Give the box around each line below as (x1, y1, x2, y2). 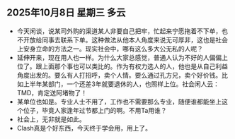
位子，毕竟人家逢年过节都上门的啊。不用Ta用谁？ (23, 106, 167, 114)
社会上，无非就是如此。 (16, 115, 86, 123)
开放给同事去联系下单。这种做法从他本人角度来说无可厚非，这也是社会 (23, 35, 228, 44)
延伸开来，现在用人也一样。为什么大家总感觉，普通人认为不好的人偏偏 (16, 53, 222, 61)
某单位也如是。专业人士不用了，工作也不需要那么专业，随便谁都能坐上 (16, 97, 222, 106)
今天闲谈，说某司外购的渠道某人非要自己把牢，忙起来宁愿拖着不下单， (16, 27, 222, 35)
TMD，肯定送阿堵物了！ (16, 88, 88, 97)
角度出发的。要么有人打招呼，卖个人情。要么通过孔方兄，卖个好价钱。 (16, 71, 222, 79)
